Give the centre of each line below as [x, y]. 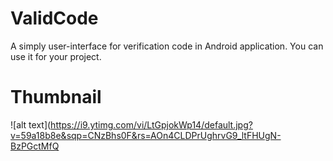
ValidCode [54, 18]
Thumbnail [56, 97]
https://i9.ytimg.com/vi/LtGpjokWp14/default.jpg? [151, 124]
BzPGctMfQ [35, 146]
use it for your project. [56, 56]
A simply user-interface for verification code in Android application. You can [167, 46]
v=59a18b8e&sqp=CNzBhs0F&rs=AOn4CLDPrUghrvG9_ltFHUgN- [146, 135]
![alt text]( [31, 124]
